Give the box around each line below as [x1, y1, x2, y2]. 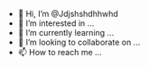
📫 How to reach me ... [17, 47, 102, 57]
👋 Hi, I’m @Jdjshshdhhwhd [17, 9, 119, 19]
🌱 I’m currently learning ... [17, 28, 115, 37]
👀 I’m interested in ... [17, 18, 95, 29]
